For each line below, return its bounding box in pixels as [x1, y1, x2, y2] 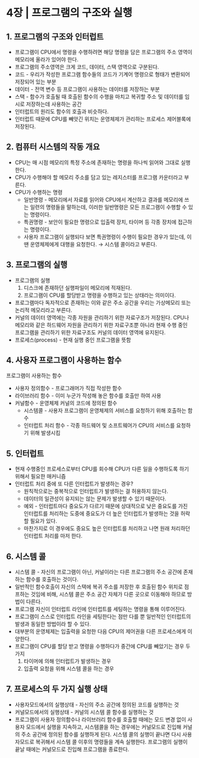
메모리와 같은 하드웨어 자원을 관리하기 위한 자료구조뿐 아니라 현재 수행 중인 [14, 321, 188, 328]
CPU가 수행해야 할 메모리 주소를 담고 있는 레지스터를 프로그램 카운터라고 [14, 174, 183, 181]
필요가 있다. [30, 518, 58, 525]
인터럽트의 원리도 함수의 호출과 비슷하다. [14, 108, 109, 115]
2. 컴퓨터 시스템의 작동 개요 [6, 142, 100, 152]
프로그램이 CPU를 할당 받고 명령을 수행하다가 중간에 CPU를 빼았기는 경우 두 [14, 643, 191, 650]
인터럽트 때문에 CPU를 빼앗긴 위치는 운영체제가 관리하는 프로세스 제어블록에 [14, 115, 191, 123]
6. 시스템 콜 [6, 552, 46, 562]
